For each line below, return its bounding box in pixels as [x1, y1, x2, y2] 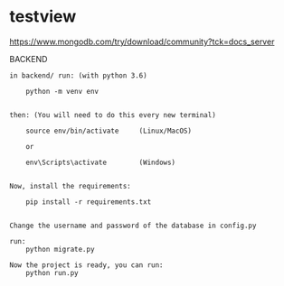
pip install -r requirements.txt [25, 197, 152, 207]
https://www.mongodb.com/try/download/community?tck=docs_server [9, 36, 275, 47]
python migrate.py [25, 244, 95, 254]
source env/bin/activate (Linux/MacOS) [25, 126, 193, 135]
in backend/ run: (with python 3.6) [9, 70, 147, 80]
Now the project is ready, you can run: [9, 260, 165, 270]
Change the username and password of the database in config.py [9, 221, 257, 230]
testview [9, 6, 77, 27]
